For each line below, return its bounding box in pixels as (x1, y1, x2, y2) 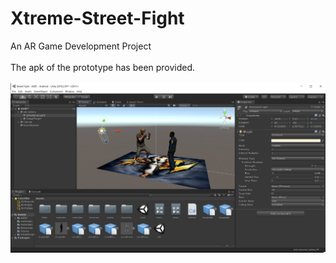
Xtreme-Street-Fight (10, 7, 185, 30)
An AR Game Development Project (10, 40, 152, 52)
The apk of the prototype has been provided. (10, 61, 196, 73)
